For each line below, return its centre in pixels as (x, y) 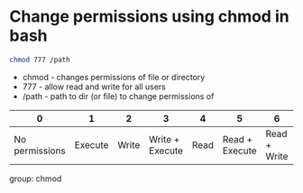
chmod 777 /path (40, 60)
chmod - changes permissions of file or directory (114, 77)
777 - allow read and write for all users (94, 87)
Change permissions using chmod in (150, 17)
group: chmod (36, 179)
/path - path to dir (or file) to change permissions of (118, 96)
